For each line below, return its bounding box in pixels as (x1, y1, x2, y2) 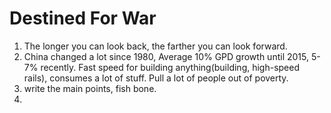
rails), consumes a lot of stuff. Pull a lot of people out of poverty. (23, 72, 289, 84)
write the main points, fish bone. (23, 82, 157, 94)
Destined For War (9, 7, 157, 30)
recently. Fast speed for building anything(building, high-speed (40, 61, 301, 73)
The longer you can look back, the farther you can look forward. (23, 40, 288, 52)
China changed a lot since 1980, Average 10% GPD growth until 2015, (23, 50, 309, 62)
